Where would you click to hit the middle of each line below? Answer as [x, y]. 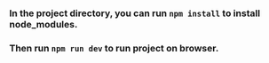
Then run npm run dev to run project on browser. [114, 48]
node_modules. [44, 24]
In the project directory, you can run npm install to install [134, 13]
